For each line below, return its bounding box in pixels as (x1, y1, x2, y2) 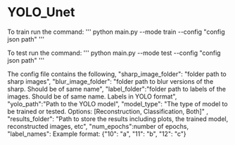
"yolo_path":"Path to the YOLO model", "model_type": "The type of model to (7, 99, 228, 108)
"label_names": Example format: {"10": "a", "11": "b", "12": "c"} (7, 130, 186, 138)
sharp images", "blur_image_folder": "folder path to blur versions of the (7, 77, 214, 85)
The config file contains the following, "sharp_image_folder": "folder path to (7, 70, 227, 78)
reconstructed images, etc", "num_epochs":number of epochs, (7, 122, 189, 130)
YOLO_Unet (7, 4, 75, 20)
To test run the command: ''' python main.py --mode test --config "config (7, 49, 221, 57)
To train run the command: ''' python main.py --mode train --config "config (7, 27, 225, 36)
